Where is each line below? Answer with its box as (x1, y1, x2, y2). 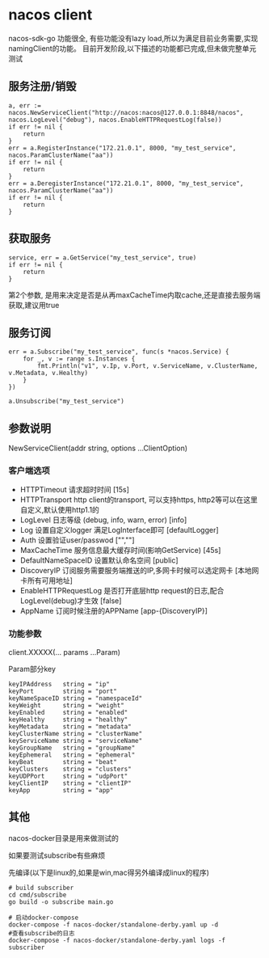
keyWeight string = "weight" (8, 701, 125, 709)
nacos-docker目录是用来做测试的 (8, 833, 120, 842)
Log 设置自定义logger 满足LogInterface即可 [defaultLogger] (19, 525, 220, 535)
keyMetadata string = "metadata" (8, 722, 132, 731)
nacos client (8, 6, 93, 24)
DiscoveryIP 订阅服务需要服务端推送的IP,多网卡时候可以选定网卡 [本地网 (19, 566, 259, 576)
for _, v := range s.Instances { (23, 355, 136, 363)
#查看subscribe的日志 (8, 929, 75, 937)
